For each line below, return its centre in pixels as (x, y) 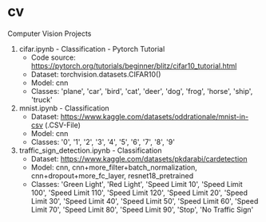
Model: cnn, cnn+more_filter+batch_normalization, (114, 167)
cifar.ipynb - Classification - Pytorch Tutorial (92, 49)
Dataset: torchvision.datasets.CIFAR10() (96, 74)
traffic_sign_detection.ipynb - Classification (90, 150)
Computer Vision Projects (50, 33)
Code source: (54, 57)
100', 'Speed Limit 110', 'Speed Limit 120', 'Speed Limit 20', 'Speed (139, 193)
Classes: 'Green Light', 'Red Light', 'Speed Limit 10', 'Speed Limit (137, 184)
